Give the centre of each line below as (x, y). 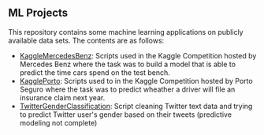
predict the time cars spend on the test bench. (95, 72)
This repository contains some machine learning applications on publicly (126, 32)
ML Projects (38, 13)
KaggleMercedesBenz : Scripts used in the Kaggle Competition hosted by (138, 55)
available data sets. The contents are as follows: (86, 40)
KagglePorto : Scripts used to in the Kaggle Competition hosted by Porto (136, 81)
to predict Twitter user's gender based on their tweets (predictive (126, 114)
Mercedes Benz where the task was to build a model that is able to (128, 64)
